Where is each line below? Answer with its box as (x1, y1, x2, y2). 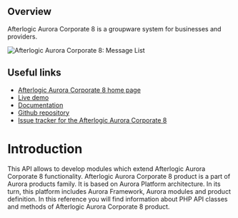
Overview (7, 6, 52, 18)
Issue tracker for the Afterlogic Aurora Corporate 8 (17, 115, 167, 124)
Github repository (17, 108, 70, 117)
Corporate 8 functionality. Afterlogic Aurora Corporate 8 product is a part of (7, 172, 231, 180)
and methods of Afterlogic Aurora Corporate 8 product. (7, 202, 170, 211)
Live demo (17, 93, 49, 102)
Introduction (7, 140, 83, 157)
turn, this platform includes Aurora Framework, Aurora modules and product (7, 187, 231, 195)
